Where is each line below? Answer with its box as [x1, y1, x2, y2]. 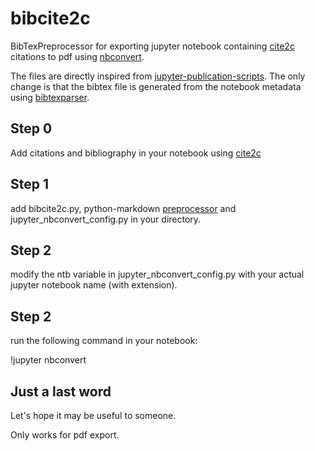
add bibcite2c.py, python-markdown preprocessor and [10, 202, 237, 214]
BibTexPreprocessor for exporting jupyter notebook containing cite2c [10, 40, 295, 52]
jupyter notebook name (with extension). [10, 279, 178, 291]
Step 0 [10, 120, 53, 137]
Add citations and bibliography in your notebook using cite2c [10, 147, 262, 159]
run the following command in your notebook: [10, 335, 198, 347]
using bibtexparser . [10, 91, 90, 103]
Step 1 [10, 176, 50, 193]
